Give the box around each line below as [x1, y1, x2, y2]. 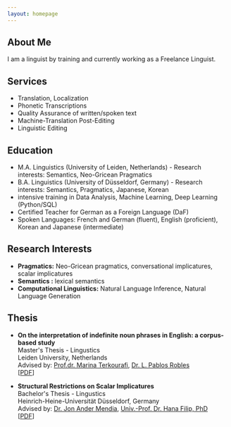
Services [7, 75, 48, 87]
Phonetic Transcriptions [17, 101, 87, 110]
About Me [7, 37, 51, 49]
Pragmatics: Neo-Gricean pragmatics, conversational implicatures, [17, 262, 213, 270]
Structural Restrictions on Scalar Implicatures [17, 381, 155, 390]
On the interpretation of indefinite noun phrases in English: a [17, 331, 199, 339]
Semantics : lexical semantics [17, 276, 105, 285]
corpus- [199, 331, 224, 339]
